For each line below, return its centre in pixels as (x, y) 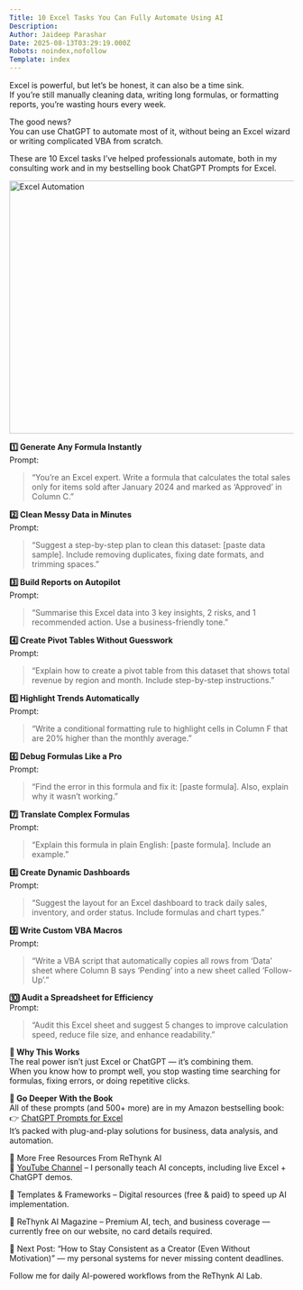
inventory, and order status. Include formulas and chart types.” (148, 912)
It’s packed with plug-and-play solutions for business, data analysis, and (144, 1131)
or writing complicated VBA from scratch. (87, 141)
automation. (32, 1140)
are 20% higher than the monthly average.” (111, 738)
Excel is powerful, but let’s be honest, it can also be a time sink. (127, 85)
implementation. (39, 1204)
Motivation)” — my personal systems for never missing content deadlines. (147, 1258)
